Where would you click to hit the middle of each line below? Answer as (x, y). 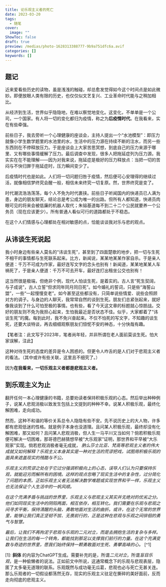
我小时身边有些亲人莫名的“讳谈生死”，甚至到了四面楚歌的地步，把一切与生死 (83, 252)
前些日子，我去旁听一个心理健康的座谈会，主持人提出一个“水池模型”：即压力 (83, 135)
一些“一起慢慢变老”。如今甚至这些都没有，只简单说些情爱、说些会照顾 (86, 293)
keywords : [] (18, 55)
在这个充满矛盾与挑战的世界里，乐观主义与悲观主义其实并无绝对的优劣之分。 (83, 497)
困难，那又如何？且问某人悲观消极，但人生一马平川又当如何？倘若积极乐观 (85, 433)
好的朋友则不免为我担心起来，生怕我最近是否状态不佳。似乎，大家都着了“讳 (82, 312)
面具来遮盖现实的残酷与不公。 (35, 457)
